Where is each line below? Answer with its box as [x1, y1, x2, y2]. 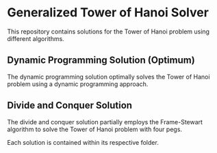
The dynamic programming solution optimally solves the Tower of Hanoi [7, 72, 210, 81]
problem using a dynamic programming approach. [7, 80, 149, 88]
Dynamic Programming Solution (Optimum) [7, 55, 195, 66]
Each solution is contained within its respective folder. [7, 138, 159, 146]
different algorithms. [7, 34, 65, 42]
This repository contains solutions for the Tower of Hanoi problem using [7, 27, 210, 36]
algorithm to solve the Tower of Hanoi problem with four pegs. [7, 125, 183, 133]
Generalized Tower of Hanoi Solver [7, 5, 209, 20]
